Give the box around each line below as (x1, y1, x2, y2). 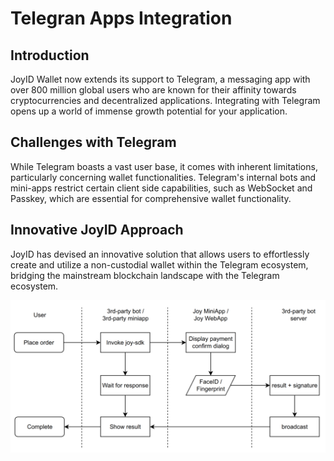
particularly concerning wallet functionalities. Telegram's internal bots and (10, 171, 317, 183)
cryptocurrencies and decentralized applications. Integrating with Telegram (10, 95, 321, 106)
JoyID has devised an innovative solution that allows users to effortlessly (10, 248, 310, 260)
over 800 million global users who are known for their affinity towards (10, 84, 297, 96)
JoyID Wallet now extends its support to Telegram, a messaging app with (10, 73, 311, 85)
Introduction (10, 47, 90, 64)
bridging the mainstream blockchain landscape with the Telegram (10, 269, 280, 281)
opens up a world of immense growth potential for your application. (10, 105, 288, 117)
